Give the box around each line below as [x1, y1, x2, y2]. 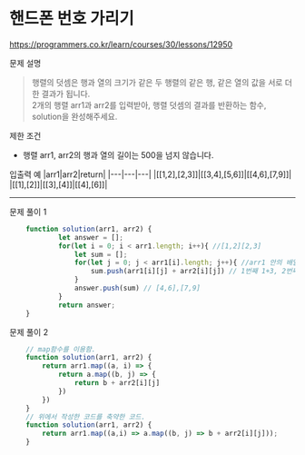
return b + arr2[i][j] [74, 379, 161, 388]
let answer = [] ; [57, 232, 124, 242]
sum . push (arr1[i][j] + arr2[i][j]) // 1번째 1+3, [90, 267, 279, 276]
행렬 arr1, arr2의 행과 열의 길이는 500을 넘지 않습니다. [22, 149, 214, 160]
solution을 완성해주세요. [31, 111, 118, 122]
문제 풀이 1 [9, 206, 47, 217]
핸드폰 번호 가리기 [9, 8, 134, 29]
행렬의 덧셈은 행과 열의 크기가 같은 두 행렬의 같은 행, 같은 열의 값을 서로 [31, 76, 283, 87]
